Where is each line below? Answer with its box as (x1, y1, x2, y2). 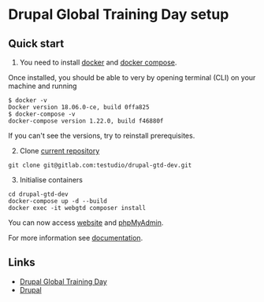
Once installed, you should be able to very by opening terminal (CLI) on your (8, 73, 256, 82)
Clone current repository (19, 146, 100, 155)
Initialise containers (19, 175, 83, 184)
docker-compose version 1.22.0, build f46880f (8, 117, 164, 125)
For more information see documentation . (8, 234, 143, 242)
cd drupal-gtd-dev (8, 190, 69, 198)
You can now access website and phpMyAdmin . (8, 218, 164, 227)
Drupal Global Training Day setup (8, 6, 229, 24)
